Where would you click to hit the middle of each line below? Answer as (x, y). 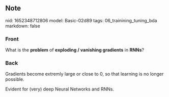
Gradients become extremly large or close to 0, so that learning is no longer (84, 74)
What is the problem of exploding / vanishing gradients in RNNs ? (75, 50)
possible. (15, 79)
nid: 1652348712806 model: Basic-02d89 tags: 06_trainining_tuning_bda (81, 20)
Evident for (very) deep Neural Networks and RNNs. (60, 89)
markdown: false (23, 26)
